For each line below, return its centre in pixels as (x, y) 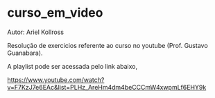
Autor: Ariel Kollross (36, 32)
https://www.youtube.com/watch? (56, 80)
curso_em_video (55, 13)
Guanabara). (25, 53)
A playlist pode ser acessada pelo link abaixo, (72, 66)
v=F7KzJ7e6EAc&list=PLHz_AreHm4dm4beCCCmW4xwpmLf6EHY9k (107, 87)
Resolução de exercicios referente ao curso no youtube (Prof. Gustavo (108, 45)
